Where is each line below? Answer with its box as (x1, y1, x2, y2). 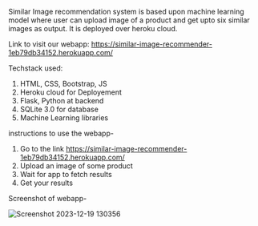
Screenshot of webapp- (8, 194, 87, 203)
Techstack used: (8, 63, 63, 73)
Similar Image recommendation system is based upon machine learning (8, 7, 244, 16)
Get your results (19, 178, 74, 188)
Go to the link (19, 144, 65, 153)
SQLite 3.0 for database (19, 104, 99, 114)
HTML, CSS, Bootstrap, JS (19, 79, 107, 88)
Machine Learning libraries (19, 113, 109, 123)
